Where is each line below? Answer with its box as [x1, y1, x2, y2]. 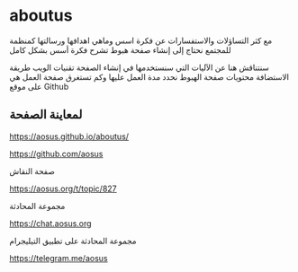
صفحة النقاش [9, 165, 56, 176]
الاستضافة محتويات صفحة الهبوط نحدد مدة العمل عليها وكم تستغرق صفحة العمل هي [9, 71, 290, 82]
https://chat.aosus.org [9, 217, 92, 229]
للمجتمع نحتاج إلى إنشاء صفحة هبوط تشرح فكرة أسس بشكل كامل [9, 44, 231, 55]
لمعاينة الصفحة [9, 107, 83, 122]
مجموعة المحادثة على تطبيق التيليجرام [9, 235, 137, 246]
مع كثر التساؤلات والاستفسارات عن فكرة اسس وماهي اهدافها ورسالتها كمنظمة [9, 35, 273, 46]
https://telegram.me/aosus [9, 252, 108, 263]
